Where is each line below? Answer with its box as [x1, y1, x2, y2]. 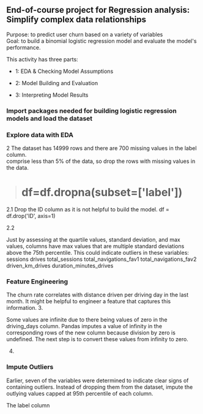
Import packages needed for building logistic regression [6, 107, 177, 115]
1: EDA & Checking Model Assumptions [15, 67, 114, 75]
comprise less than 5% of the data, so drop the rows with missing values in [6, 157, 196, 165]
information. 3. [6, 304, 43, 312]
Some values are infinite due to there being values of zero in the [6, 316, 168, 323]
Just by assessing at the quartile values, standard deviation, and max [6, 236, 180, 243]
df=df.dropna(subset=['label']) [21, 186, 183, 200]
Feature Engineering [6, 277, 68, 285]
